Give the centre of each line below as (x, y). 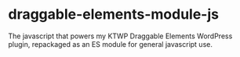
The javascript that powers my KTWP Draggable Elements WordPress (120, 36)
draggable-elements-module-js (114, 14)
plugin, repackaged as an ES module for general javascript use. (111, 44)
